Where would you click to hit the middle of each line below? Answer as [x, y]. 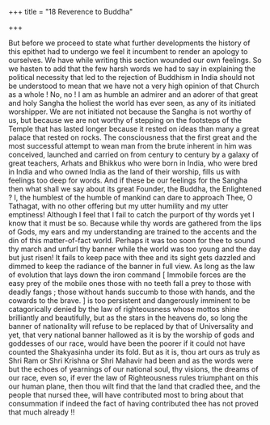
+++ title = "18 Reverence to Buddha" [71, 12]
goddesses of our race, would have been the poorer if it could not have [127, 343]
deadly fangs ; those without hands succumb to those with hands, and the [132, 292]
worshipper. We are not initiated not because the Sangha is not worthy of [130, 112]
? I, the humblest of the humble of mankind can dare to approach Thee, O [131, 198]
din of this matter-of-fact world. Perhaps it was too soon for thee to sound [132, 240]
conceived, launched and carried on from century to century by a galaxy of [133, 154]
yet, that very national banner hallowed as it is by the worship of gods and [131, 335]
